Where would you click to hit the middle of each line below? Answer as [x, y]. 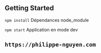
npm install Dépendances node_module [47, 20]
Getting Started [29, 8]
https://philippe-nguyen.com [51, 45]
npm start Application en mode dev [41, 30]
